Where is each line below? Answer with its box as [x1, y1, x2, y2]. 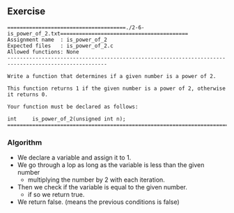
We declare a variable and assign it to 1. [17, 153, 132, 162]
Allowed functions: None [7, 48, 79, 55]
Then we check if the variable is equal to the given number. [17, 183, 188, 191]
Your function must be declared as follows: [7, 103, 139, 110]
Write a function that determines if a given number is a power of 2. [7, 72, 217, 79]
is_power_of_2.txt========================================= [7, 30, 189, 37]
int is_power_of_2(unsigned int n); [7, 115, 127, 123]
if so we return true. [27, 191, 85, 199]
